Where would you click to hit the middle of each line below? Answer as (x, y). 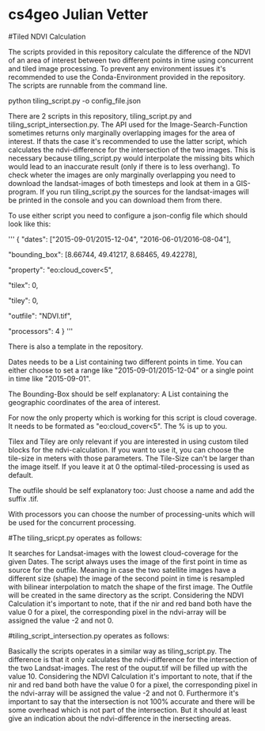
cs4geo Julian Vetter (78, 15)
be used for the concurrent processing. (72, 522)
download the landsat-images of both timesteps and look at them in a (121, 183)
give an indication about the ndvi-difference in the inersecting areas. (120, 718)
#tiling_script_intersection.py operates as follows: (89, 635)
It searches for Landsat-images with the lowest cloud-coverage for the (123, 553)
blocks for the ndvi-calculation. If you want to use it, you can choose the (126, 449)
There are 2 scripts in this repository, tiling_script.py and (100, 116)
